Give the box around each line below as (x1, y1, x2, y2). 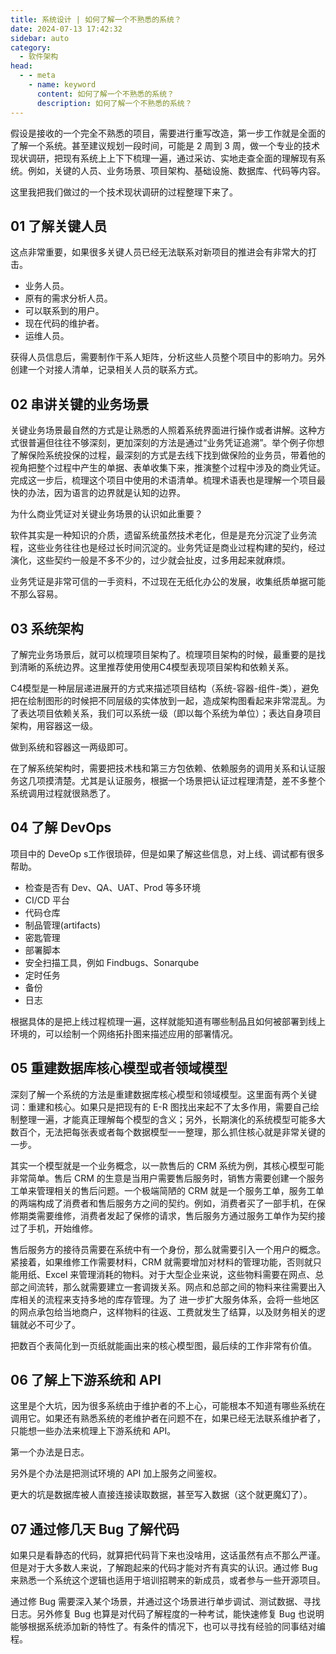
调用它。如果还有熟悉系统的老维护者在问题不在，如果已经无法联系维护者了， (10, 1412, 326, 1425)
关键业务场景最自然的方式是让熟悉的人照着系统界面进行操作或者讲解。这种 (10, 424, 317, 436)
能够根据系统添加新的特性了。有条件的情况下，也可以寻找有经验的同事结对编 (10, 1621, 326, 1633)
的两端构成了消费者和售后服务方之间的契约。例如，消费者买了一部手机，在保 (10, 1197, 326, 1209)
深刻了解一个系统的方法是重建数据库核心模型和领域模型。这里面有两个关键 (10, 1088, 317, 1100)
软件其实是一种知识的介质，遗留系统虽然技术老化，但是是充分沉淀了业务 (10, 529, 308, 541)
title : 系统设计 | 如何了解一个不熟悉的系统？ (10, 14, 182, 25)
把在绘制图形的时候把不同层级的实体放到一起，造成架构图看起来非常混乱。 (10, 694, 317, 706)
